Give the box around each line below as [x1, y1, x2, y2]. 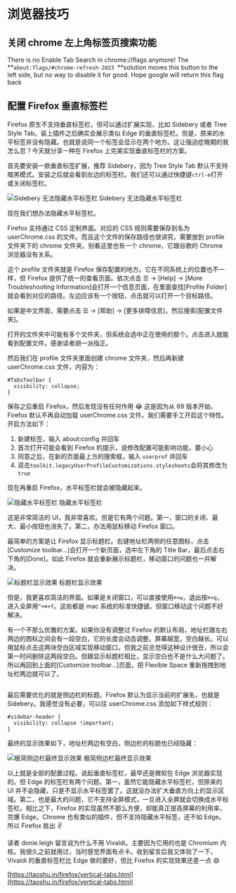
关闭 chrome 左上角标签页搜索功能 [7, 37, 157, 48]
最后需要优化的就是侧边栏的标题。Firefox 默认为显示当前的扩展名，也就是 [7, 690, 220, 699]
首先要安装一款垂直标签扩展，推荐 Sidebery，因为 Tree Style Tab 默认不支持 [7, 161, 228, 169]
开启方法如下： [7, 419, 51, 428]
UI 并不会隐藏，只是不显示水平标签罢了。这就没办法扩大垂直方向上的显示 [7, 786, 219, 795]
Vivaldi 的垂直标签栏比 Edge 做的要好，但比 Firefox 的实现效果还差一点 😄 [7, 856, 220, 864]
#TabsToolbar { [7, 377, 52, 384]
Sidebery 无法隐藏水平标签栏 [99, 194, 183, 202]
